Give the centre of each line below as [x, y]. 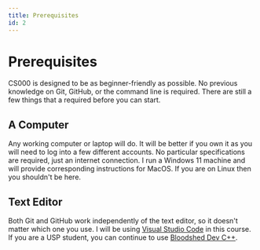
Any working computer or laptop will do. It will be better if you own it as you [130, 144]
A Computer [38, 125]
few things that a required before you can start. [84, 100]
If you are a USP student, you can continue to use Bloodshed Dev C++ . [123, 237]
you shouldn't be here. [44, 177]
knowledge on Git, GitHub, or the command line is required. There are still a [130, 92]
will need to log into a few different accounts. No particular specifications [126, 152]
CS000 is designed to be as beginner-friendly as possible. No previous [123, 83]
